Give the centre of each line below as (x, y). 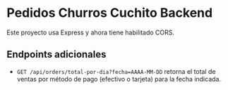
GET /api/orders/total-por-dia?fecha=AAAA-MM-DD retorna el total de (116, 71)
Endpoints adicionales (56, 54)
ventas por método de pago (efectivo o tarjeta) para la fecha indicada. (119, 79)
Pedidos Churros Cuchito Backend (110, 13)
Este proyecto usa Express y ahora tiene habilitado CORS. (90, 32)
